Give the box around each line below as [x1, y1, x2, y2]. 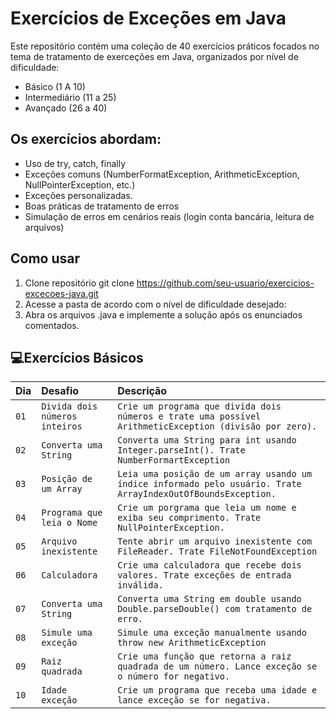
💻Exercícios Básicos [10, 349, 144, 366]
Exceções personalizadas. [24, 189, 133, 201]
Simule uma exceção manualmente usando [117, 627, 307, 639]
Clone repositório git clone [24, 277, 135, 289]
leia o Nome [41, 517, 98, 529]
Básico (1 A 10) [24, 80, 86, 92]
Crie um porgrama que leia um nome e [117, 502, 297, 514]
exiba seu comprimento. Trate [117, 512, 262, 524]
